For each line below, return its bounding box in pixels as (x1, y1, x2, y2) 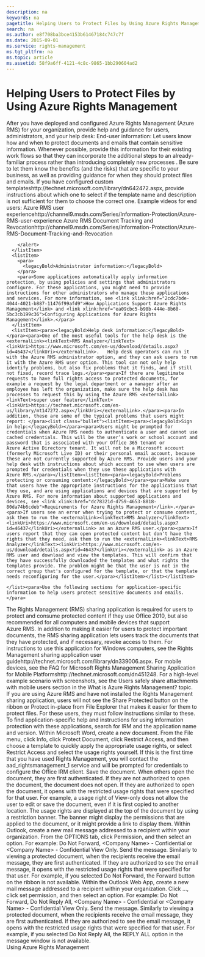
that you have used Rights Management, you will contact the (6, 755, 159, 763)
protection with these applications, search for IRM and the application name (6, 723, 197, 730)
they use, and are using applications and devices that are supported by (6, 488, 198, 494)
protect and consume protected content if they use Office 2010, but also (6, 612, 188, 619)
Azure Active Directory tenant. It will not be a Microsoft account (6, 445, 184, 451)
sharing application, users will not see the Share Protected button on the (6, 697, 188, 704)
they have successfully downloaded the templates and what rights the (6, 558, 190, 564)
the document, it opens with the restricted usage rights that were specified (6, 788, 194, 795)
